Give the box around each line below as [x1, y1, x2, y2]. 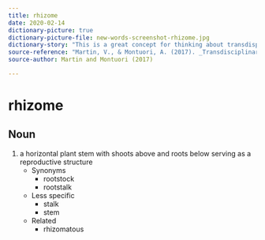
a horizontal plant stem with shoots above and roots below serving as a [19, 148, 252, 158]
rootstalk [43, 182, 73, 192]
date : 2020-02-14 [8, 19, 65, 27]
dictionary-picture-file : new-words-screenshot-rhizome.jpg [8, 33, 211, 42]
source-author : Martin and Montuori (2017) [8, 56, 154, 64]
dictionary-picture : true [8, 26, 93, 34]
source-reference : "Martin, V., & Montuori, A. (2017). [8, 48, 196, 56]
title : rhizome [8, 11, 58, 20]
